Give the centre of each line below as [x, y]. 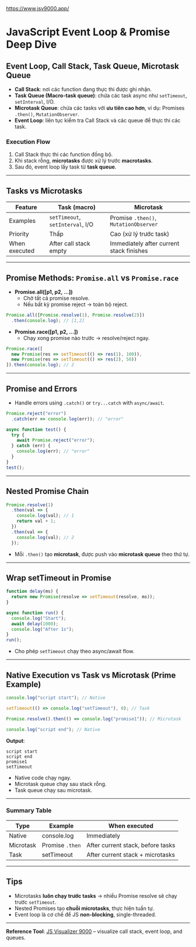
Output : [15, 740]
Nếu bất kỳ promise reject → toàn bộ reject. [76, 304]
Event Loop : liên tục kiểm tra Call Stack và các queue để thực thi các [97, 120]
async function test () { [36, 430]
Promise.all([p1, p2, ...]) [43, 291]
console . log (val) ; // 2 [45, 537]
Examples [22, 221]
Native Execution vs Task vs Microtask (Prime [91, 675]
